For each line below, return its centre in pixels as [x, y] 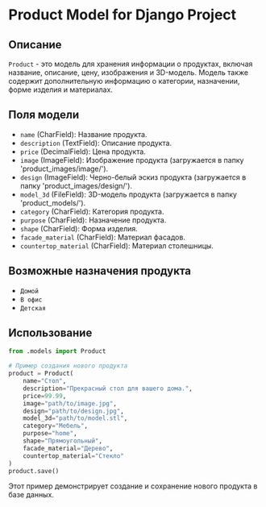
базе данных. [31, 495]
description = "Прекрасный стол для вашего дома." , [108, 389]
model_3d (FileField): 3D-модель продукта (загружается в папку [129, 194]
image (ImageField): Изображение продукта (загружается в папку [132, 160]
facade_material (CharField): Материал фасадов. [102, 237]
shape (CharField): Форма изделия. [79, 228]
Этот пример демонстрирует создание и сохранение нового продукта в [133, 486]
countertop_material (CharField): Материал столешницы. [116, 245]
